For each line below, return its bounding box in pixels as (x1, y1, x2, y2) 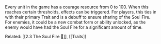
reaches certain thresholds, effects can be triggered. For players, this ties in (5, 9, 157, 15)
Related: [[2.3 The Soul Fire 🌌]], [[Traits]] (5, 33, 86, 39)
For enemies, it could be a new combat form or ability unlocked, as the (5, 19, 146, 25)
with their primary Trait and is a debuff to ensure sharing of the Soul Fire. (5, 14, 151, 20)
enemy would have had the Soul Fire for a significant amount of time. (5, 24, 143, 30)
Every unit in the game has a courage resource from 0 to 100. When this (5, 4, 149, 10)
